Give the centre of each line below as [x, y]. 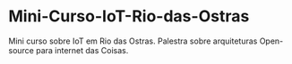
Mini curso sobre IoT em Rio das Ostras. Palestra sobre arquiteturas [133, 41]
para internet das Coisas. [82, 50]
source [21, 50]
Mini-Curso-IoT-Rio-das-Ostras [129, 16]
